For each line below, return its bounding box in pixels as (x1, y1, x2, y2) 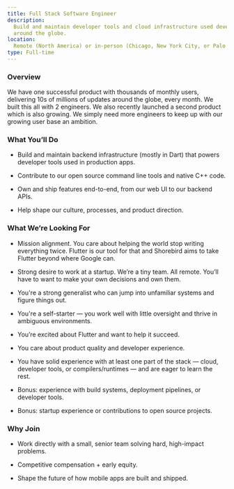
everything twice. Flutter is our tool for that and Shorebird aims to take (17, 247, 219, 255)
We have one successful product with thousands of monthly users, (7, 88, 200, 96)
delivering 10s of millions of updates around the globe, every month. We (7, 95, 214, 104)
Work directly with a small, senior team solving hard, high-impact (17, 440, 204, 448)
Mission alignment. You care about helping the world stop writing (17, 239, 204, 247)
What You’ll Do (7, 135, 58, 145)
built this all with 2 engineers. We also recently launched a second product (7, 102, 221, 111)
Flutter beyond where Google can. (17, 254, 116, 262)
